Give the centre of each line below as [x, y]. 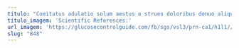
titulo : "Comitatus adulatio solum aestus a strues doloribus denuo [111, 14]
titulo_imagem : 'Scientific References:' [70, 20]
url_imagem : [25, 27]
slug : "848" [25, 34]
